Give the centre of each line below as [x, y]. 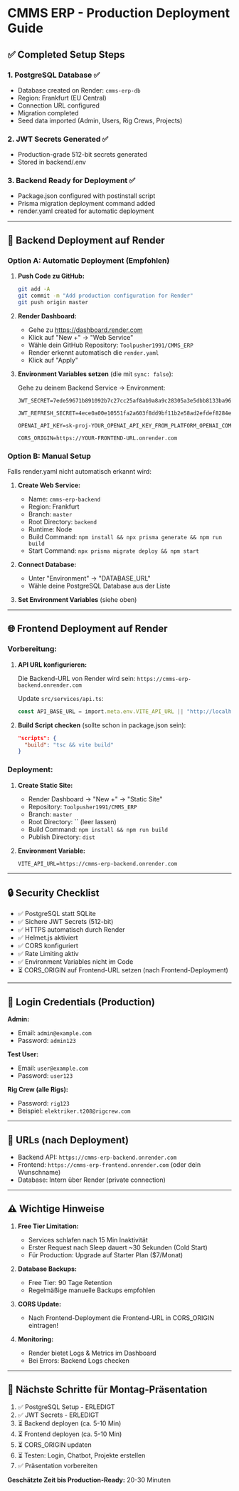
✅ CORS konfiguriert [48, 946]
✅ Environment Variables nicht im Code [75, 962]
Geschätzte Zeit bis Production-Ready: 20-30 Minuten [89, 1480]
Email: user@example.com [53, 1068]
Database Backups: [47, 1269]
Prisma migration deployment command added [86, 204]
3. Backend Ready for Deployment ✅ [71, 181]
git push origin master [53, 302]
